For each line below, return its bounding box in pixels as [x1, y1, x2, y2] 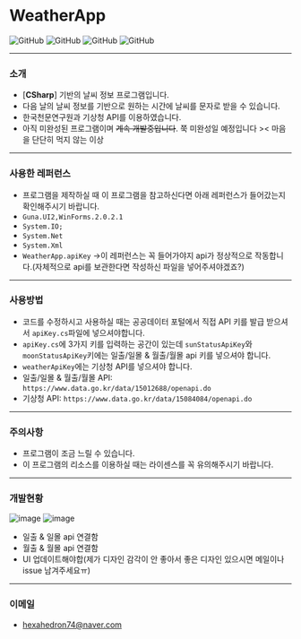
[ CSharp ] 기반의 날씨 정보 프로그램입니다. [21, 90, 170, 100]
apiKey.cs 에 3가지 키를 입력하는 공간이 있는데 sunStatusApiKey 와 [21, 338, 253, 350]
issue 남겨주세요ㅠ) [21, 566, 91, 576]
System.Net [21, 231, 64, 240]
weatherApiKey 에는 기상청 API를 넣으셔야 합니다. [21, 360, 193, 372]
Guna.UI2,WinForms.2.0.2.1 [21, 212, 124, 221]
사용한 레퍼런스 [9, 168, 72, 180]
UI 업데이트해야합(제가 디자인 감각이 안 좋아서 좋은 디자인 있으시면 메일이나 [21, 554, 285, 565]
